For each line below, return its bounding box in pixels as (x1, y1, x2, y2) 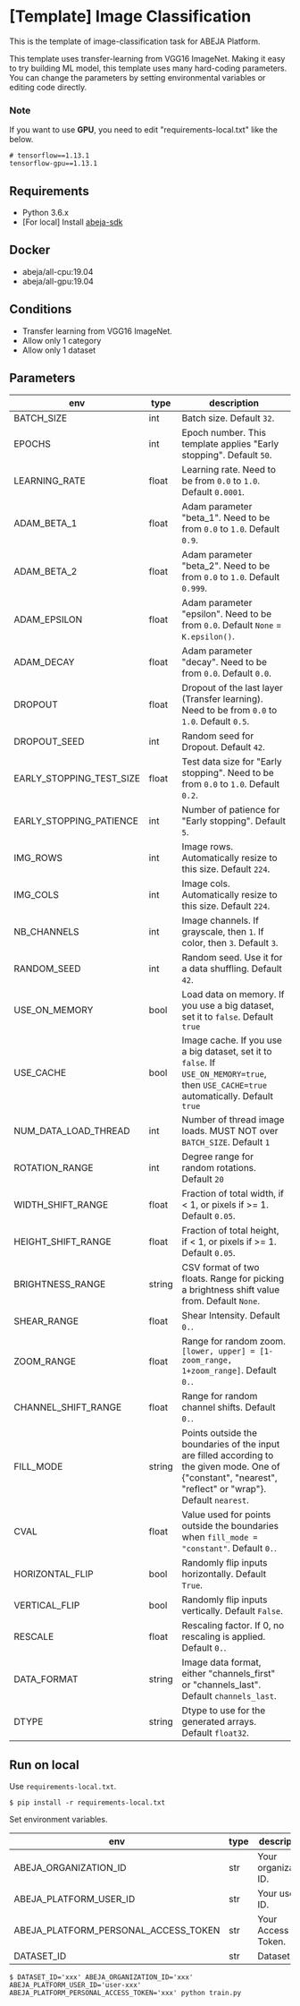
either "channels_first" (181, 1668, 276, 1680)
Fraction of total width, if (181, 1188, 284, 1200)
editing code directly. (9, 81, 87, 92)
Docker (9, 243, 51, 258)
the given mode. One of (181, 1461, 281, 1473)
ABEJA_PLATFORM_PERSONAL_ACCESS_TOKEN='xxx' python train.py (9, 1989, 242, 1998)
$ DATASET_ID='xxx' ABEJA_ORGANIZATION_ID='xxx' (9, 1973, 194, 1982)
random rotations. (181, 1162, 256, 1174)
